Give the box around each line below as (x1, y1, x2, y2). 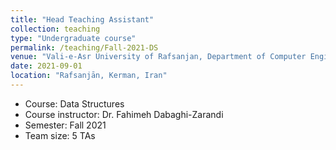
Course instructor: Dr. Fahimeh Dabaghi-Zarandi (24, 108, 224, 120)
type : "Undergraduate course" (10, 33, 137, 43)
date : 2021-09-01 (10, 61, 83, 71)
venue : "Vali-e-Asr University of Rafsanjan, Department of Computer (10, 52, 307, 62)
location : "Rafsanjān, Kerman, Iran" (10, 71, 168, 81)
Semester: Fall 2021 (24, 119, 107, 131)
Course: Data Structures (24, 97, 125, 110)
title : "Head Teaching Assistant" (10, 14, 155, 25)
